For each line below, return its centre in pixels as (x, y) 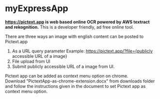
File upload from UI (31, 61)
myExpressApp (37, 8)
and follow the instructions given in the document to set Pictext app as (75, 86)
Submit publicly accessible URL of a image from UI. (63, 66)
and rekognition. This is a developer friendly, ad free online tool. (70, 27)
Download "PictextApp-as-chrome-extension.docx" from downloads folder (80, 81)
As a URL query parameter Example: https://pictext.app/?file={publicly (82, 51)
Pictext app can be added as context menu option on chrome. (67, 76)
